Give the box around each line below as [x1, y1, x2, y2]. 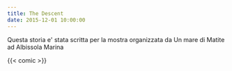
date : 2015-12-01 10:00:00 [7, 17, 86, 23]
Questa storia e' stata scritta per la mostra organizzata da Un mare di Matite [7, 35, 225, 43]
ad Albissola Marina [7, 43, 64, 51]
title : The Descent [7, 10, 64, 17]
